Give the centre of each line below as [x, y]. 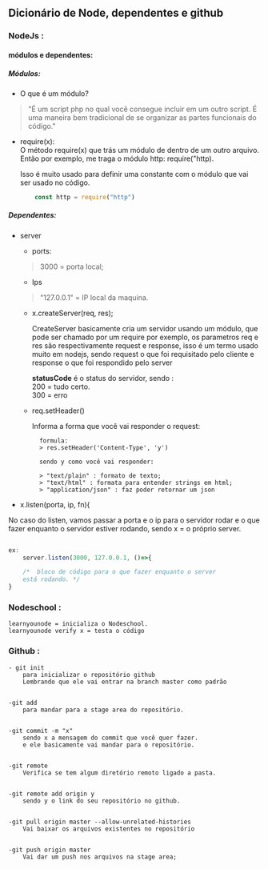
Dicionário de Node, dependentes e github [116, 13]
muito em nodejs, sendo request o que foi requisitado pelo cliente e [143, 354]
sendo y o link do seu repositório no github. [102, 801]
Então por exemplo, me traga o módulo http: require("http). [117, 158]
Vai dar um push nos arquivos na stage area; [100, 857]
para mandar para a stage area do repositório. [103, 710]
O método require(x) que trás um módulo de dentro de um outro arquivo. [140, 150]
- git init [26, 667]
